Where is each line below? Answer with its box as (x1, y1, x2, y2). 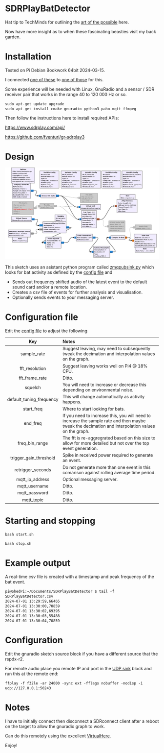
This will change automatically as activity (62, 394, 145, 400)
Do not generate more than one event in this (62, 464, 151, 470)
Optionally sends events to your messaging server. (12, 294, 114, 300)
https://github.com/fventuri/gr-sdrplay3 (5, 134, 85, 140)
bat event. (5, 579, 25, 584)
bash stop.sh (5, 541, 32, 546)
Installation (5, 51, 52, 62)
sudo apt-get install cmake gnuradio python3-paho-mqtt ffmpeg (5, 106, 137, 111)
